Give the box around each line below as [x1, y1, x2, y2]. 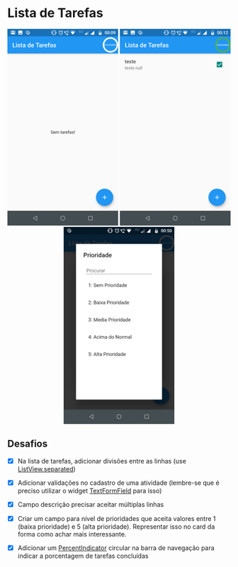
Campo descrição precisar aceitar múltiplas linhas [17, 500, 164, 508]
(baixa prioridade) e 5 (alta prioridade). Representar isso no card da [17, 522, 215, 531]
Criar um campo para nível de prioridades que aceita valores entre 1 [17, 514, 216, 522]
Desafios [7, 438, 48, 450]
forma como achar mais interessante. [17, 529, 127, 538]
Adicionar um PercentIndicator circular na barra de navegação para [17, 544, 215, 552]
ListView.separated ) [17, 464, 76, 473]
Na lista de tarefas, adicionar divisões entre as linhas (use [17, 456, 186, 465]
